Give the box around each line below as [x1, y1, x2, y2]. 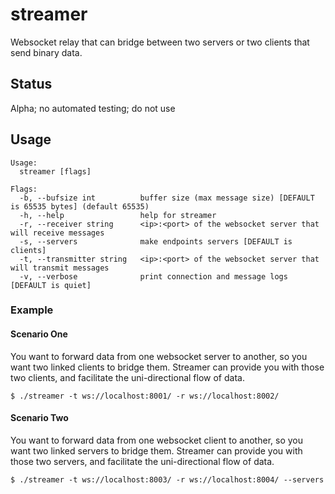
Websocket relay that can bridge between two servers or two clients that [10, 36, 310, 48]
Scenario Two [10, 412, 69, 424]
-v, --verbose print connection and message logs [19, 271, 288, 282]
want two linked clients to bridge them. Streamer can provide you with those [10, 361, 325, 373]
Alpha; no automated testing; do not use [10, 102, 176, 114]
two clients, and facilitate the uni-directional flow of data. [10, 371, 245, 383]
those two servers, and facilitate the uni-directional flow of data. [10, 455, 275, 467]
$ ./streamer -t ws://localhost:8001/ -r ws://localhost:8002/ [10, 391, 280, 401]
